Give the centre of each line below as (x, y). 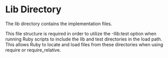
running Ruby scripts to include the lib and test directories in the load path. (84, 39)
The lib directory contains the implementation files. (59, 24)
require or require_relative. (33, 50)
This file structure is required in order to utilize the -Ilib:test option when (81, 33)
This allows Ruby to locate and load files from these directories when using (84, 44)
